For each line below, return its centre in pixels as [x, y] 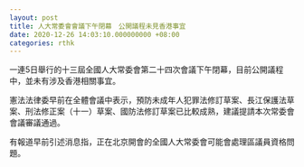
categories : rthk [42, 43]
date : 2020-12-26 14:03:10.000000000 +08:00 [95, 34]
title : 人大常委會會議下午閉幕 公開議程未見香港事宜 [98, 26]
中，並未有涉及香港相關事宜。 [65, 81]
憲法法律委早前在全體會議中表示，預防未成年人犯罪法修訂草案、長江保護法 [148, 100]
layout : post [34, 18]
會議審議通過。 [37, 123]
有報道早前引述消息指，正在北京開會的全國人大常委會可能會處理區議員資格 [148, 142]
